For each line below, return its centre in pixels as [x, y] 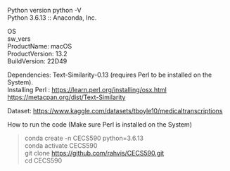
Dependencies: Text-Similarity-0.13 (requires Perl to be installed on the [110, 75]
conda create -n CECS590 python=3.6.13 [84, 138]
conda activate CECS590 [61, 146]
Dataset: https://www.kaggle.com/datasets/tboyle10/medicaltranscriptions [115, 111]
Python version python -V [45, 10]
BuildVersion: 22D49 [37, 61]
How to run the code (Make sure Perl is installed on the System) [100, 125]
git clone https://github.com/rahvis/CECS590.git [94, 153]
